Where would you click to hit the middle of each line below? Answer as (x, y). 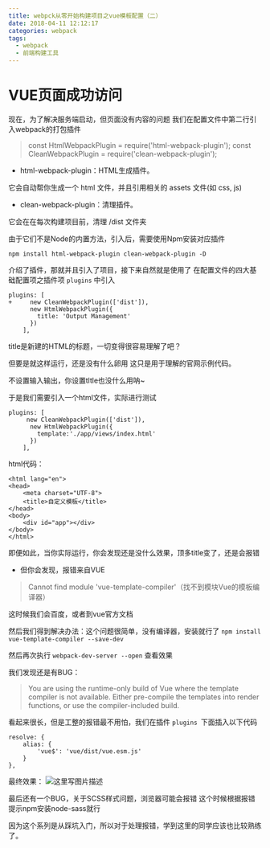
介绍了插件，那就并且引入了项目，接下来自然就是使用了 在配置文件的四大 (129, 269)
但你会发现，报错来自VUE (63, 569)
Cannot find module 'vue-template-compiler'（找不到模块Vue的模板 (140, 587)
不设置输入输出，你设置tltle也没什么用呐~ (77, 380)
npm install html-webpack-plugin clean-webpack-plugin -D (107, 254)
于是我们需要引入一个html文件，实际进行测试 (82, 397)
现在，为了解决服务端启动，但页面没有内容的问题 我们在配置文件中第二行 (129, 119)
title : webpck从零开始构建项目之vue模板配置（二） (85, 16)
